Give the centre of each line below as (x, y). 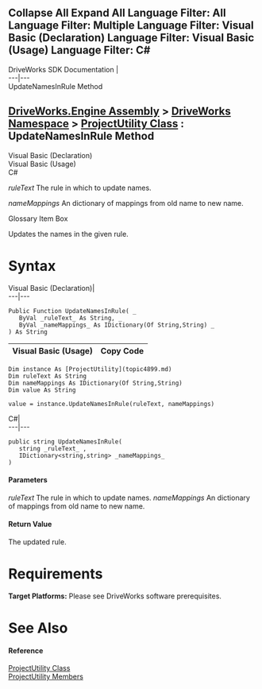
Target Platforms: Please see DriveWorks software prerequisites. (115, 596)
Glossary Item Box (38, 219)
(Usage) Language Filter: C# (79, 50)
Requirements (56, 574)
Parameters (28, 480)
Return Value (30, 524)
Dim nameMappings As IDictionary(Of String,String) (95, 383)
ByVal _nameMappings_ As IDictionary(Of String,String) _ (117, 325)
